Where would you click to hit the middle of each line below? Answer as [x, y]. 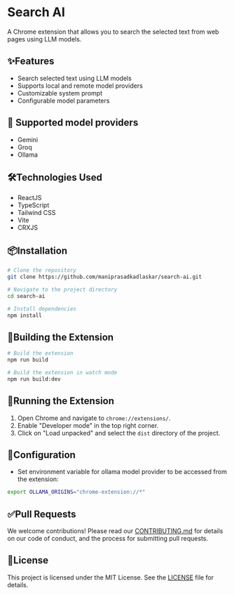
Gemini [28, 139]
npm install [25, 315]
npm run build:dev [34, 379]
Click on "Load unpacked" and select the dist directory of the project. [119, 433]
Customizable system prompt [60, 93]
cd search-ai [26, 296]
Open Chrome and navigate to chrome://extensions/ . [94, 418]
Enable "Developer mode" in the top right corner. [88, 425]
